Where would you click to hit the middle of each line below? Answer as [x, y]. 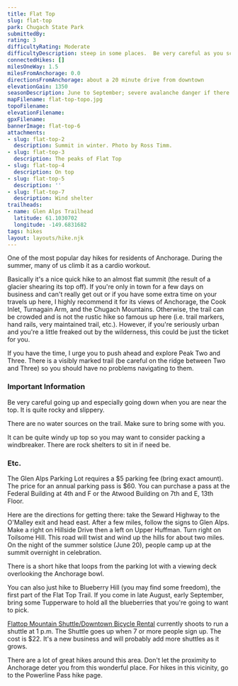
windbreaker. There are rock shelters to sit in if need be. [89, 444]
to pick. [18, 609]
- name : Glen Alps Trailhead [50, 212]
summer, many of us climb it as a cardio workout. [79, 266]
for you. [19, 339]
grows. [17, 646]
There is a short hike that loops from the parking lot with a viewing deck [112, 566]
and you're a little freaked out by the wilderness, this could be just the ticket [118, 332]
